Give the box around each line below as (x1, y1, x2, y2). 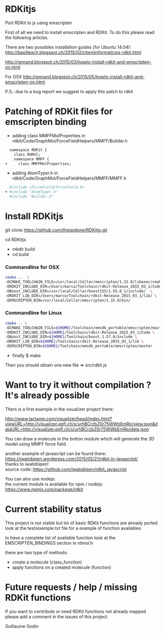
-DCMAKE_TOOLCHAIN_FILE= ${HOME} (5, 325, 71, 330)
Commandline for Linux (5, 309, 62, 316)
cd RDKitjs (5, 236, 27, 242)
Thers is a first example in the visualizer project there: (5, 406, 114, 412)
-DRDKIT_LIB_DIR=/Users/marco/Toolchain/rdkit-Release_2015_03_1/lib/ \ (5, 293, 157, 298)
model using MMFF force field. (5, 441, 67, 447)
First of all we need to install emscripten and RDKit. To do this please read (5, 29, 155, 35)
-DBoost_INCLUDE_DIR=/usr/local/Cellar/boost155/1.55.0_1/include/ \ (5, 289, 153, 294)
